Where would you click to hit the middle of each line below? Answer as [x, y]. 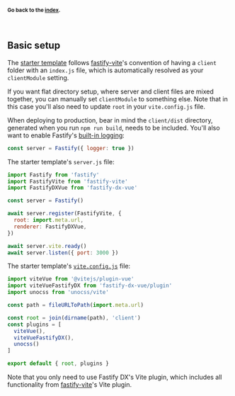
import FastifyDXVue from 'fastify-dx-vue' [73, 188]
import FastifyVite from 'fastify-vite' [68, 181]
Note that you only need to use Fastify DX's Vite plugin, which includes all [115, 377]
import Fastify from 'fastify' [53, 175]
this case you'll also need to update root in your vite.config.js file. [106, 106]
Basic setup [34, 46]
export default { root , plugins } [58, 364]
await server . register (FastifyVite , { [64, 214]
